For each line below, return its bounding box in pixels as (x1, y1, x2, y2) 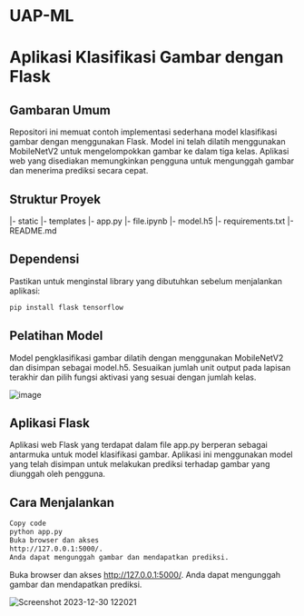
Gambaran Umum (9, 102, 112, 118)
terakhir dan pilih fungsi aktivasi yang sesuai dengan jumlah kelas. (9, 372, 257, 383)
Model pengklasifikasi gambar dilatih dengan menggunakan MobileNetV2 (9, 352, 284, 363)
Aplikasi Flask (9, 415, 91, 431)
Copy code (9, 519, 47, 528)
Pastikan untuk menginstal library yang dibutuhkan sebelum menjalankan (9, 275, 283, 286)
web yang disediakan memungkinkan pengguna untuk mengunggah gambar (9, 155, 295, 166)
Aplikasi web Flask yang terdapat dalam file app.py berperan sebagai (9, 440, 268, 451)
